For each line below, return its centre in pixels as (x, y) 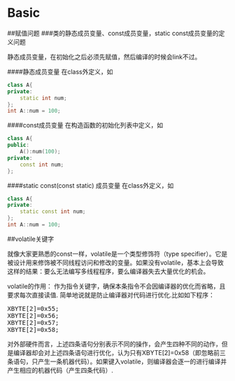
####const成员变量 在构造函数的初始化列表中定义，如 (85, 125)
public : (19, 145)
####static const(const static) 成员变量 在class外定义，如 (91, 185)
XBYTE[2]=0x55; (33, 309)
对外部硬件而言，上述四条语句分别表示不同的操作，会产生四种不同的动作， (114, 344)
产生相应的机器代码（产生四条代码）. (60, 370)
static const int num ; (53, 212)
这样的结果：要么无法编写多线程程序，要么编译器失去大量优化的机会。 (108, 271)
